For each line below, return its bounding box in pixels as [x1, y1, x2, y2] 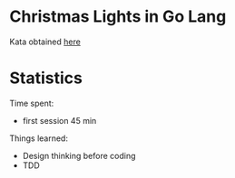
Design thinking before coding [22, 150, 136, 161]
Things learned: [9, 133, 68, 144]
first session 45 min [22, 115, 97, 126]
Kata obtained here [9, 36, 82, 47]
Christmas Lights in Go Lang [9, 6, 227, 27]
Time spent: [9, 98, 54, 108]
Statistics [9, 68, 83, 89]
